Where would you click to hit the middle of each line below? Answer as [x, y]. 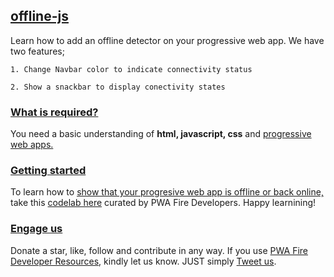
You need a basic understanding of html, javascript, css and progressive [161, 134]
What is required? [54, 112]
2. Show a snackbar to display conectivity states [118, 87]
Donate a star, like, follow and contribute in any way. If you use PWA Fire [159, 250]
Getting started [48, 171]
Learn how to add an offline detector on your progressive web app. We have [167, 40]
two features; [37, 51]
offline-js [39, 16]
